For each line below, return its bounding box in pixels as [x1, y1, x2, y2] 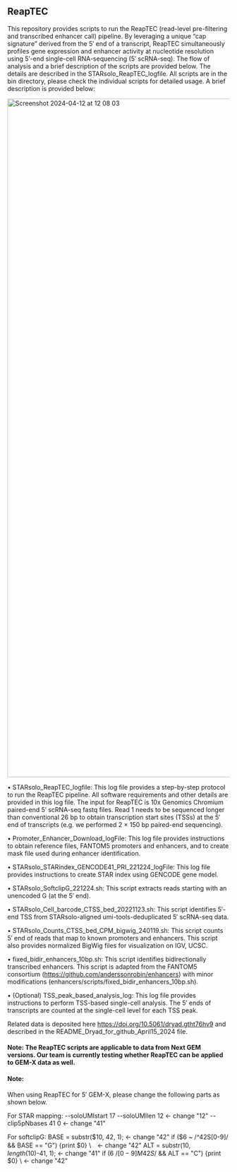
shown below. [7, 1097, 48, 1106]
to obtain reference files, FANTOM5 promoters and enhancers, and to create [7, 841, 229, 850]
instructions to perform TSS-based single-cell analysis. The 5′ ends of [7, 998, 212, 1007]
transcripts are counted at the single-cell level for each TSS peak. [7, 1005, 198, 1015]
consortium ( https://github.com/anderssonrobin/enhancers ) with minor [7, 969, 214, 978]
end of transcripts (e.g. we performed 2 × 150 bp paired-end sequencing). [7, 820, 224, 828]
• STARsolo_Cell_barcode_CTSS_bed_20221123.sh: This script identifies [7, 905, 217, 913]
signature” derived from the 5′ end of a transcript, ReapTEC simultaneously [7, 39, 226, 48]
